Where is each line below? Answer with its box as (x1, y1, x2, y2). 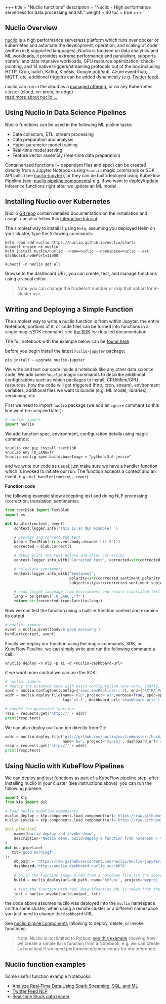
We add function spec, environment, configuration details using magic (5, 431, 148, 437)
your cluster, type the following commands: (5, 231, 93, 237)
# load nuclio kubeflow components (5, 809, 79, 814)
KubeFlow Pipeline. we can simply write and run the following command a (5, 646, 156, 652)
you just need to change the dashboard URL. (5, 911, 94, 917)
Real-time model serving (12, 147, 63, 153)
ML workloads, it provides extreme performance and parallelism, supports (5, 53, 156, 59)
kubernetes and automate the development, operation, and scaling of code (5, 42, 158, 48)
